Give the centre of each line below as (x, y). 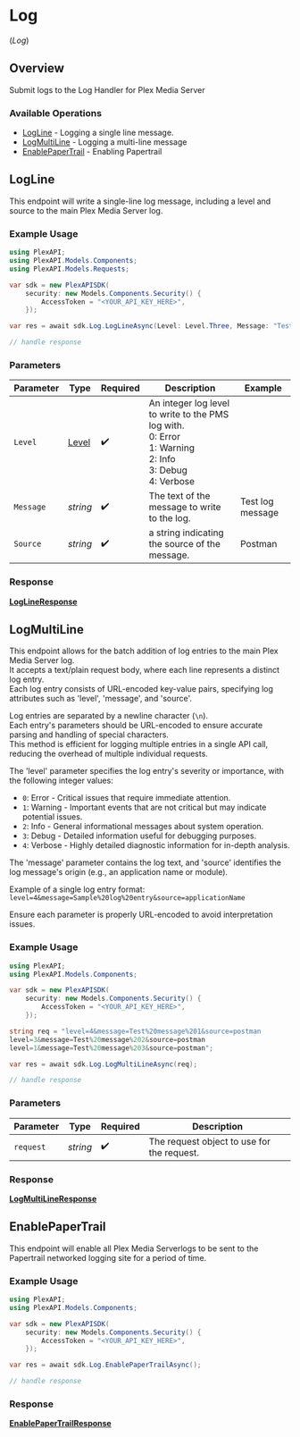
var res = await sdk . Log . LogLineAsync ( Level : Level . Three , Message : (139, 326)
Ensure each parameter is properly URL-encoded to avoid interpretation (142, 915)
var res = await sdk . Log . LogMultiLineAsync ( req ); (104, 1064)
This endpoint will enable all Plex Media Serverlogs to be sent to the (134, 1248)
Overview (37, 68)
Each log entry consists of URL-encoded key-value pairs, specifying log (142, 689)
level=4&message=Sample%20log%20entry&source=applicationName (127, 898)
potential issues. (52, 817)
